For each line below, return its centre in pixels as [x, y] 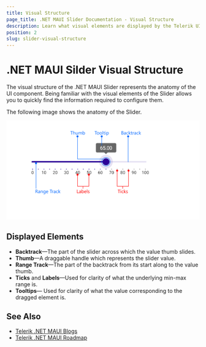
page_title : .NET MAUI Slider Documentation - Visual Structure [90, 19]
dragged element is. [40, 297]
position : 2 [21, 33]
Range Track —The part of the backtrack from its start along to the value [107, 265]
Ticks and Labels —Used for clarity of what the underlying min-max [101, 278]
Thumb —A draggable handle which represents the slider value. [95, 258]
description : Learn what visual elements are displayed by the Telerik [100, 26]
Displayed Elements [45, 237]
